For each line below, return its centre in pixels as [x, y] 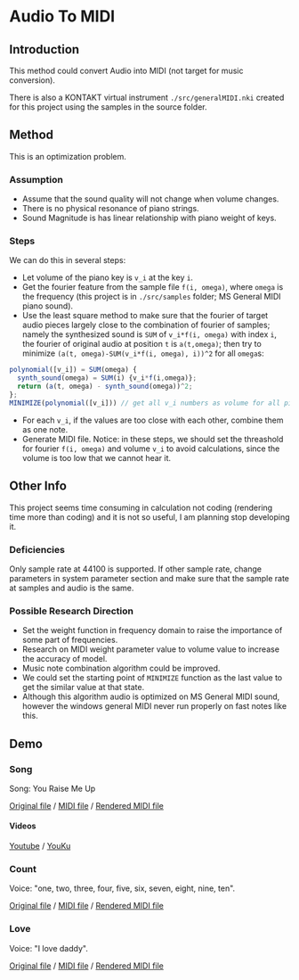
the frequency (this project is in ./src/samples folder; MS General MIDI [152, 297]
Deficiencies [37, 549]
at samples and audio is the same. [72, 588]
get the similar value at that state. [83, 688]
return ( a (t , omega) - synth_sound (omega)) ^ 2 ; [105, 387]
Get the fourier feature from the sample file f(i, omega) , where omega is [153, 287]
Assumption [36, 179]
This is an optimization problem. [68, 156]
